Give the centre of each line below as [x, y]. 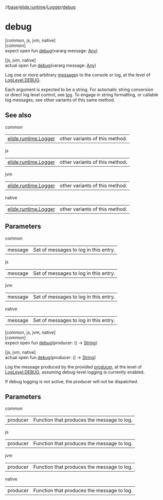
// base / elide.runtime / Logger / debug [40, 7]
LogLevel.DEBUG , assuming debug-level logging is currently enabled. [75, 372]
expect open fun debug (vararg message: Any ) [51, 50]
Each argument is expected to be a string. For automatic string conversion [79, 89]
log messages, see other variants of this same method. [60, 100]
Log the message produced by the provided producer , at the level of [73, 367]
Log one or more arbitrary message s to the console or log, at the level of [78, 75]
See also [18, 115]
